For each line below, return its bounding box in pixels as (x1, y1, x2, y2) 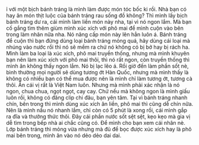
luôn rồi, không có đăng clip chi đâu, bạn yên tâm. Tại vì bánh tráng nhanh (6, 94, 188, 101)
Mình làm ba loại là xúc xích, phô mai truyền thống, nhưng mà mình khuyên (6, 50, 190, 56)
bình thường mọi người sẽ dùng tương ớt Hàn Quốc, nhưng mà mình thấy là (6, 69, 189, 75)
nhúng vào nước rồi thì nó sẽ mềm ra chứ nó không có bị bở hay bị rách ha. (6, 43, 190, 51)
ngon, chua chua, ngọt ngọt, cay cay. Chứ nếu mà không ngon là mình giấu (6, 88, 190, 94)
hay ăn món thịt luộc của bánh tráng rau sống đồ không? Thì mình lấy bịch (6, 12, 188, 19)
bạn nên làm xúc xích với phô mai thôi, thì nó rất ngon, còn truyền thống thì (6, 56, 190, 63)
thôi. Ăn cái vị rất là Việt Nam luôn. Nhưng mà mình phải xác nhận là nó (6, 81, 180, 89)
